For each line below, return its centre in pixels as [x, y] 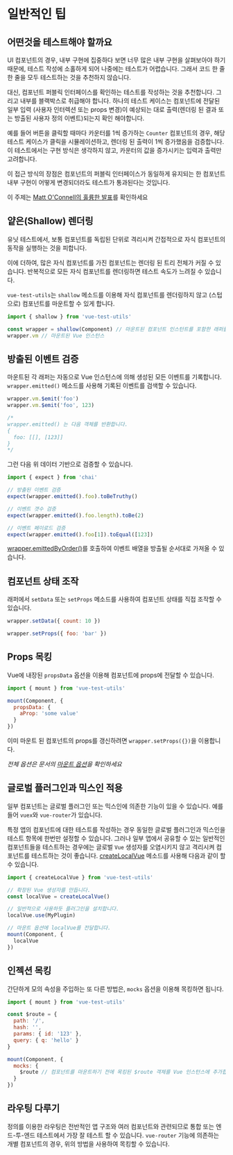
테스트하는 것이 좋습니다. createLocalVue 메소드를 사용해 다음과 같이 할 [128, 856]
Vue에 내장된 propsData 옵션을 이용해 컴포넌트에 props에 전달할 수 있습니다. [111, 675]
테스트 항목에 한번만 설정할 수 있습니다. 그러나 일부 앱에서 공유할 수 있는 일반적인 [116, 838]
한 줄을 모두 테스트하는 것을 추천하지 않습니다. [69, 77]
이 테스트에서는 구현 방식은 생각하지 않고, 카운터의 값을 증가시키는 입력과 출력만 [114, 150]
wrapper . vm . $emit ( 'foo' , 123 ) [51, 406]
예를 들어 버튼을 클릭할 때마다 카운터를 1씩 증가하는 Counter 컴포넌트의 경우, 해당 [116, 133]
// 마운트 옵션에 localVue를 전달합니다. [59, 928]
